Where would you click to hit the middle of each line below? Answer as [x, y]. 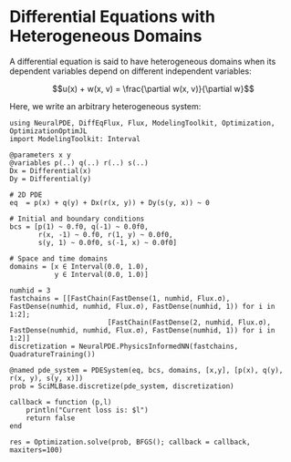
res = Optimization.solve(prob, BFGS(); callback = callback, [130, 442]
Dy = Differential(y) [51, 179]
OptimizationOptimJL [49, 131]
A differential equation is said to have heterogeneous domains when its [143, 61]
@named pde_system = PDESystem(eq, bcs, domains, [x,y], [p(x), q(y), [146, 370]
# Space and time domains [58, 258]
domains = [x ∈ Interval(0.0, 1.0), [79, 266]
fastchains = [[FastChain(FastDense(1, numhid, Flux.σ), [120, 298]
